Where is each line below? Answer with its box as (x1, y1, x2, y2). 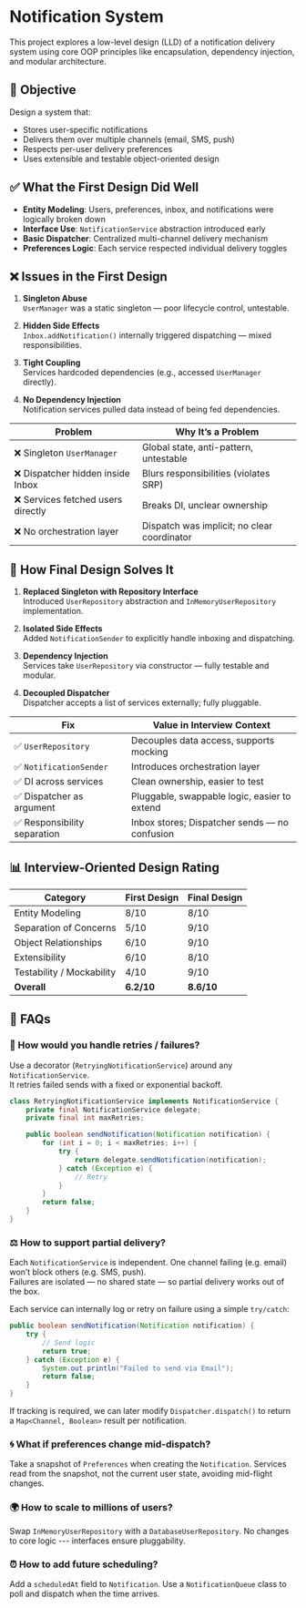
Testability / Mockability (14, 966, 117, 978)
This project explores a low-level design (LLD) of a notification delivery (9, 36, 276, 47)
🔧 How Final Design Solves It (9, 562, 175, 578)
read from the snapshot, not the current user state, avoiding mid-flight (9, 1469, 273, 1480)
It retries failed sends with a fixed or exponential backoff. (9, 1079, 223, 1090)
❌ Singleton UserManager (14, 446, 118, 459)
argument (14, 802, 56, 814)
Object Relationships (14, 937, 103, 948)
